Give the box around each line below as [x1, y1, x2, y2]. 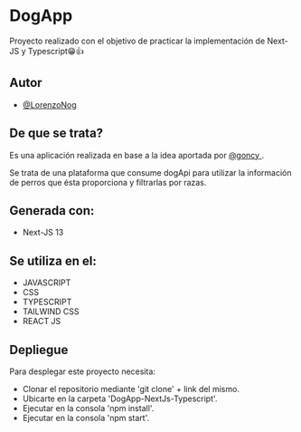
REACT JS [22, 316, 61, 327]
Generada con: [9, 203, 95, 218]
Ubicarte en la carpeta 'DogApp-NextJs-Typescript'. [22, 393, 218, 404]
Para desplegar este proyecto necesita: [9, 366, 156, 377]
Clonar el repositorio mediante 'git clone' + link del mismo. [22, 384, 240, 394]
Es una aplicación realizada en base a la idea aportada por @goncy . [9, 149, 265, 160]
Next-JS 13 [22, 227, 64, 238]
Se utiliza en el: [9, 253, 98, 268]
